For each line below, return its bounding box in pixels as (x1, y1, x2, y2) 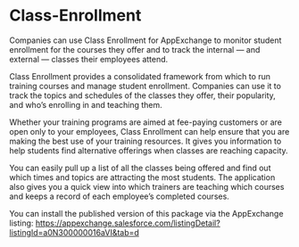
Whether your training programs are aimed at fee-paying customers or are (9, 117, 283, 128)
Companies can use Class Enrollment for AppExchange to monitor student (9, 35, 282, 45)
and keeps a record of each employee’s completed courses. (9, 191, 229, 202)
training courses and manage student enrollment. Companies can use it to (9, 80, 281, 91)
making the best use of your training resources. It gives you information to (9, 136, 282, 146)
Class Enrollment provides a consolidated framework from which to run (9, 70, 270, 81)
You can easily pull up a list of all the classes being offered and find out (9, 162, 271, 173)
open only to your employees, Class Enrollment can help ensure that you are (9, 126, 290, 136)
